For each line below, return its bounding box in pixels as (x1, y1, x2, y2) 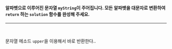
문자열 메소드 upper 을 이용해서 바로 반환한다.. (5, 38, 96, 44)
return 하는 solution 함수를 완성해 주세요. (5, 11, 90, 17)
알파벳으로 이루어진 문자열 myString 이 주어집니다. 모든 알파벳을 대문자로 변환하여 (5, 5, 166, 11)
